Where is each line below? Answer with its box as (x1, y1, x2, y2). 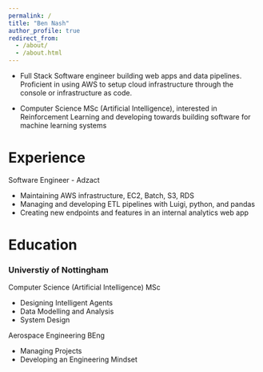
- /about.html (15, 49, 62, 57)
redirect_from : (8, 34, 59, 42)
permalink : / (8, 11, 52, 20)
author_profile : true (8, 26, 81, 34)
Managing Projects (19, 346, 82, 356)
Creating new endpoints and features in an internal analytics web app (19, 208, 249, 217)
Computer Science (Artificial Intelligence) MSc (8, 282, 161, 293)
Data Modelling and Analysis (19, 306, 114, 317)
